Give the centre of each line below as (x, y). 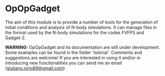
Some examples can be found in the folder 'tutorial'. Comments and (73, 52)
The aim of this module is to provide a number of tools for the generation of (82, 22)
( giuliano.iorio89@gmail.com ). (36, 68)
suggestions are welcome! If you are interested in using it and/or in (73, 57)
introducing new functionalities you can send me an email (64, 63)
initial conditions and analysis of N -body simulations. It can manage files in (81, 27)
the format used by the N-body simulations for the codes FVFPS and (75, 32)
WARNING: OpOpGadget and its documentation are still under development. (82, 47)
